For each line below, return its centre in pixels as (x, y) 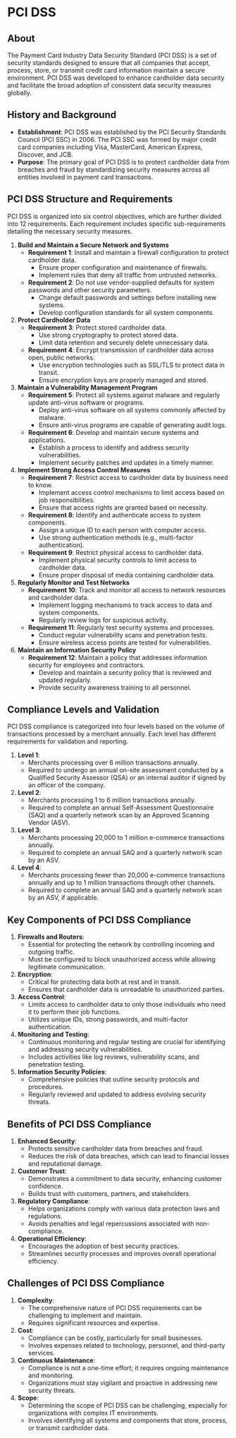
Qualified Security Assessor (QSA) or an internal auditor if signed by (127, 778)
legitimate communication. (67, 967)
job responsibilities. (67, 500)
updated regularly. (65, 680)
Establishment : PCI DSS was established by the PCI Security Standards (122, 132)
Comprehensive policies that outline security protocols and (113, 1079)
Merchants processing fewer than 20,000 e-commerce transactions (126, 875)
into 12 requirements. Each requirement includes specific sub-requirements (117, 224)
